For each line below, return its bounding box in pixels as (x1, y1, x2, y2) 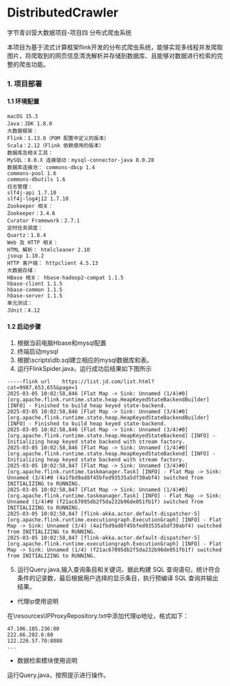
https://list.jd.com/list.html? (62, 378, 155, 385)
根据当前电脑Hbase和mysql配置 (16, 339, 107, 347)
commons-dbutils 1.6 (7, 176, 66, 183)
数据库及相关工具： (7, 150, 53, 157)
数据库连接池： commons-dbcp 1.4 (7, 164, 95, 171)
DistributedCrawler (7, 5, 118, 21)
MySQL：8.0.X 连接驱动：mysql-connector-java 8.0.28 (7, 157, 155, 164)
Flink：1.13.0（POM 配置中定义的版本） (7, 135, 110, 142)
